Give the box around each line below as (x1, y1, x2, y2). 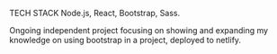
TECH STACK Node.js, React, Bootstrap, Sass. (9, 8, 181, 18)
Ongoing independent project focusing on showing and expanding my (9, 25, 268, 35)
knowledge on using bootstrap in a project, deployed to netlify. (9, 35, 241, 45)
